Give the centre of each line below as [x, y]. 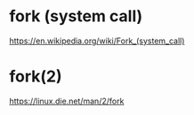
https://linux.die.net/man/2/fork [67, 101]
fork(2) [36, 77]
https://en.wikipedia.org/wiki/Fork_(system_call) [97, 41]
